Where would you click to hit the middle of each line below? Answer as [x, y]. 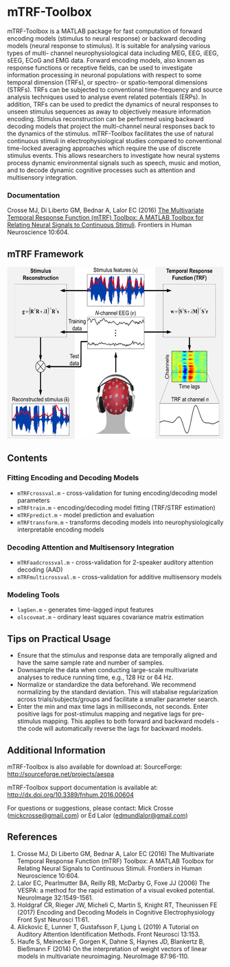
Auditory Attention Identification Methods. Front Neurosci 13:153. [108, 934]
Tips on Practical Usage [59, 639]
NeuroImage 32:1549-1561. [55, 897]
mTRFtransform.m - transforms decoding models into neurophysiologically [120, 522]
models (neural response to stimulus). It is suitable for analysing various [109, 45]
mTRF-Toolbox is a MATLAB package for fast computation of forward [105, 31]
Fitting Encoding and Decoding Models [73, 478]
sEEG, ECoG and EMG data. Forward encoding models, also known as [106, 60]
